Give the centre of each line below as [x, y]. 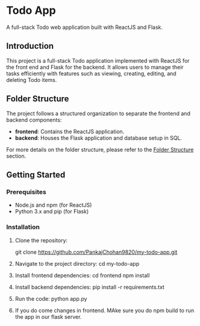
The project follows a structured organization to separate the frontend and [98, 113]
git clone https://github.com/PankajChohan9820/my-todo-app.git [96, 252]
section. [16, 156]
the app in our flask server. [48, 316]
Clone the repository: [41, 240]
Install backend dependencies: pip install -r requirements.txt [89, 287]
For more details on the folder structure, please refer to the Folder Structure [100, 149]
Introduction [30, 46]
